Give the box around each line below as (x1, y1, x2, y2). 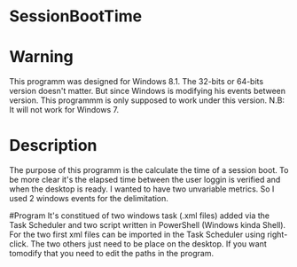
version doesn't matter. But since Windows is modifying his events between (9, 86, 286, 97)
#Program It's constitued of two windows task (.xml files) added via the (9, 210, 270, 221)
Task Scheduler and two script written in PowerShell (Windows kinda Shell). (9, 220, 286, 231)
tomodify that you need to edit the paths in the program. (9, 248, 215, 259)
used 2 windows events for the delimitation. (9, 193, 168, 204)
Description (9, 136, 98, 156)
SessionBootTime (9, 6, 143, 27)
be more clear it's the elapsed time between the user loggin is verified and (9, 175, 281, 185)
